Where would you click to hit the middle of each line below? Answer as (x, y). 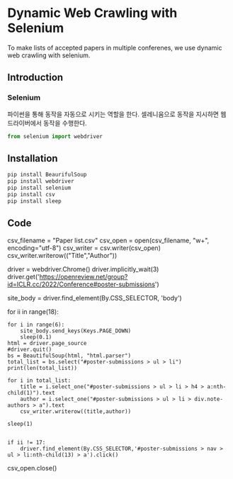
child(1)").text (31, 393)
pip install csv (31, 194)
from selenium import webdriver (55, 136)
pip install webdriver (41, 181)
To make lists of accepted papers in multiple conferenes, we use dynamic (115, 47)
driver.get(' (24, 276)
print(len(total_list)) (42, 368)
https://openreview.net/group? (84, 276)
